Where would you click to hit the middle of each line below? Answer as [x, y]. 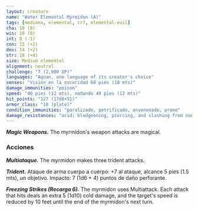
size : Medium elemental [35, 61]
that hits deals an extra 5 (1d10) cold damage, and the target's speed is [92, 195]
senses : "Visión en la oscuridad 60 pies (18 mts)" [71, 83]
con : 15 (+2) [22, 45]
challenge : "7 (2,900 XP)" [39, 72]
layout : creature [27, 11]
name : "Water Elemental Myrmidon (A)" [54, 17]
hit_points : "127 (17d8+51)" [42, 99]
